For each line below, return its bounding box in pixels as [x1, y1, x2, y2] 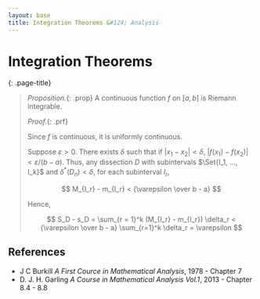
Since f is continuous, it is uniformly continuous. [27, 132, 182, 142]
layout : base [8, 11, 51, 20]
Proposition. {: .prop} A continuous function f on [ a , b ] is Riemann [27, 93, 237, 103]
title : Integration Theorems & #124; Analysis [8, 19, 159, 27]
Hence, [27, 199, 51, 208]
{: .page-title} [8, 78, 52, 88]
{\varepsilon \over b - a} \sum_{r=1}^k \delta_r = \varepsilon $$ [40, 222, 243, 232]
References [8, 246, 66, 259]
